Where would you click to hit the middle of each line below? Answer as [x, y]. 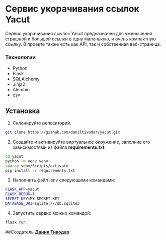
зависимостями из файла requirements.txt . [59, 147]
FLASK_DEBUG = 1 [20, 194]
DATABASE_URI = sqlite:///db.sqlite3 [43, 204]
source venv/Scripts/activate [37, 166]
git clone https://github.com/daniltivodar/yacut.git [63, 132]
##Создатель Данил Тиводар [37, 232]
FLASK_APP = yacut [22, 190]
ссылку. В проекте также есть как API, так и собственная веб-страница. [83, 44]
